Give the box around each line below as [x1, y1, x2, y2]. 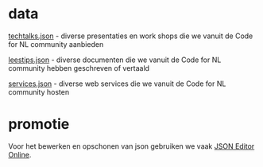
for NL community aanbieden [8, 39, 104, 49]
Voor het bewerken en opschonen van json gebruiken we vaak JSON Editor [8, 141, 255, 151]
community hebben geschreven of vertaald [8, 63, 149, 72]
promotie [8, 115, 70, 134]
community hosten [8, 87, 70, 96]
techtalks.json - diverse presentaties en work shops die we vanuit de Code [8, 31, 253, 41]
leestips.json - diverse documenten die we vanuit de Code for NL [8, 55, 222, 64]
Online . [8, 150, 32, 159]
